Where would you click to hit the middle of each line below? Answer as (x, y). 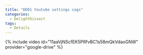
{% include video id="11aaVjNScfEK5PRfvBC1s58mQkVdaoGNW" (72, 42)
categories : (17, 14)
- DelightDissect (28, 19)
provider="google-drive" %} (34, 47)
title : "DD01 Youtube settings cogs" (44, 10)
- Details (20, 28)
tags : (11, 23)
